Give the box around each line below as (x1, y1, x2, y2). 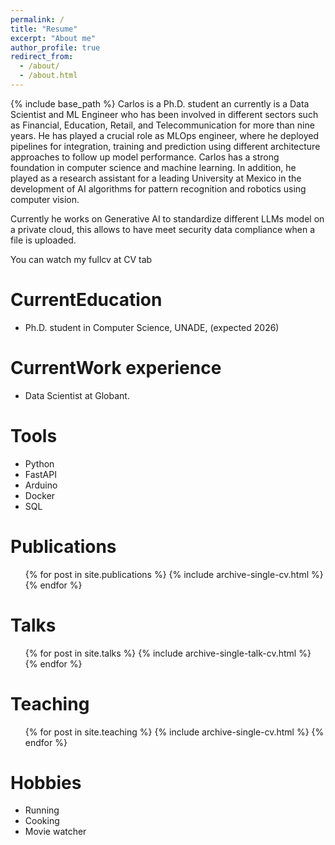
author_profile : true (10, 42, 101, 53)
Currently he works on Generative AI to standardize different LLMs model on (10, 212, 325, 225)
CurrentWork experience (10, 357, 222, 379)
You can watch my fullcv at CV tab (10, 253, 153, 265)
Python (24, 457, 55, 470)
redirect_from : (10, 52, 74, 62)
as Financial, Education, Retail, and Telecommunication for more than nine (10, 119, 315, 131)
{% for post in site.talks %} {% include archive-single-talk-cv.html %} (24, 647, 312, 659)
